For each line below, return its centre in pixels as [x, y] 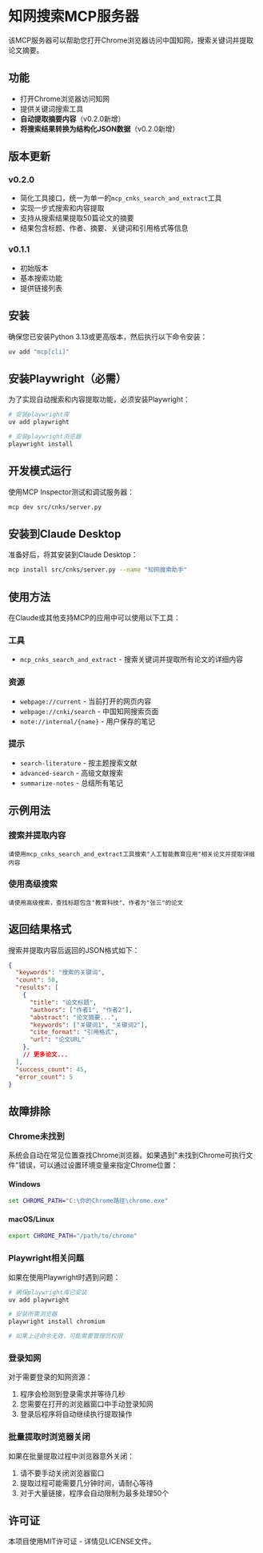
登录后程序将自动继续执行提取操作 [76, 1414]
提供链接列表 [41, 288]
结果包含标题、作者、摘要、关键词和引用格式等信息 [104, 228]
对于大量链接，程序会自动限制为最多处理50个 [94, 1493]
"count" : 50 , [37, 980]
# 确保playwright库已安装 [48, 1292]
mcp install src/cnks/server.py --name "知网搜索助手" [98, 570]
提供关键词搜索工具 [52, 108]
